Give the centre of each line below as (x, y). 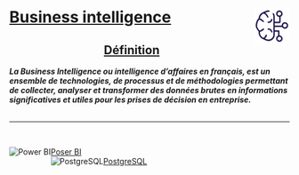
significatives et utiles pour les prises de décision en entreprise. (130, 99)
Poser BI (66, 152)
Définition (132, 50)
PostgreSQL (125, 161)
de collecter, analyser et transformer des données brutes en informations (149, 90)
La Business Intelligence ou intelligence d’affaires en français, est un (140, 71)
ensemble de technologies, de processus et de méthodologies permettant (149, 81)
